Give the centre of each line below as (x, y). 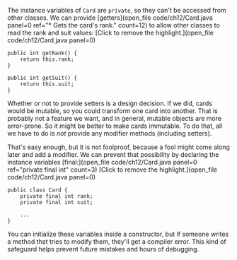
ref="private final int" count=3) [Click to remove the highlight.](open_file (112, 170)
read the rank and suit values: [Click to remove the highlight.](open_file (111, 32)
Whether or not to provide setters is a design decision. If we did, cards (110, 103)
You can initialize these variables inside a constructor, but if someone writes (118, 234)
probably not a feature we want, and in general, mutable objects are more (114, 118)
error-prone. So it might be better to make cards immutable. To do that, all (115, 126)
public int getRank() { (42, 53)
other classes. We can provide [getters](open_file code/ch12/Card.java (110, 18)
